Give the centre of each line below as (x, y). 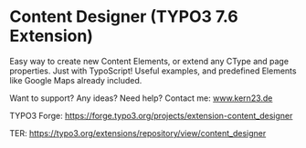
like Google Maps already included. (76, 80)
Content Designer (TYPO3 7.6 (124, 17)
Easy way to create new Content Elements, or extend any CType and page (149, 61)
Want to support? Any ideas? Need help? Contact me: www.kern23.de (141, 98)
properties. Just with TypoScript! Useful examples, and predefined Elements (153, 71)
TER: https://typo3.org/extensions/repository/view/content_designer (138, 133)
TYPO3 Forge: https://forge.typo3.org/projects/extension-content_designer (151, 115)
